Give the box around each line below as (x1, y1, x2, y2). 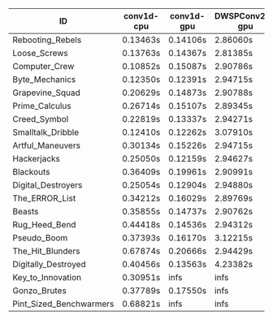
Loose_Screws (12, 48, 69, 58)
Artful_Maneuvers (12, 140, 81, 151)
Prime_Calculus (12, 101, 71, 111)
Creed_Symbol (12, 114, 69, 124)
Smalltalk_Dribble (12, 127, 80, 137)
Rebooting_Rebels (12, 34, 82, 45)
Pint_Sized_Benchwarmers (12, 298, 115, 309)
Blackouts (12, 166, 50, 177)
